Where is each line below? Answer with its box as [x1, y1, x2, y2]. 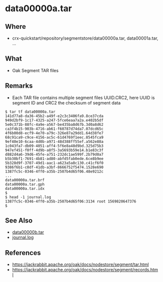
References [5, 248, 41, 257]
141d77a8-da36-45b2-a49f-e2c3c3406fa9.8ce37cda [5, 113, 104, 119]
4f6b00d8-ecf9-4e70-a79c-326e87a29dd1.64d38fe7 [5, 130, 104, 136]
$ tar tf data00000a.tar [5, 109, 56, 114]
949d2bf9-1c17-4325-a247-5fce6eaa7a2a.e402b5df [5, 118, 104, 122]
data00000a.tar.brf [5, 178, 45, 182]
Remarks [5, 81, 33, 90]
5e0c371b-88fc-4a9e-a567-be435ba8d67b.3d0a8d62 [5, 122, 104, 127]
